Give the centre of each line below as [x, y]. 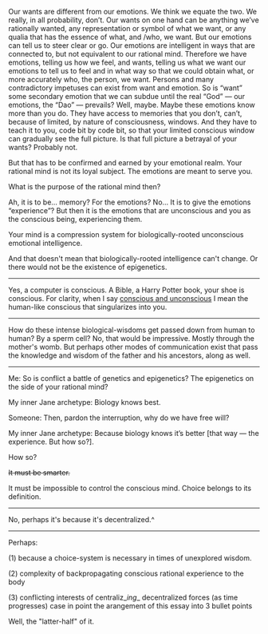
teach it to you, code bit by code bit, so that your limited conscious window [132, 130]
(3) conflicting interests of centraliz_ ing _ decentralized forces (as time [123, 597]
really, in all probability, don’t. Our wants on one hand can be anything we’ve [134, 20]
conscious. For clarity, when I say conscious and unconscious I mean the [128, 298]
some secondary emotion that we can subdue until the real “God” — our [127, 96]
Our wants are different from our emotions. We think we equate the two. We [133, 12]
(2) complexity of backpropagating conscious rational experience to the [126, 573]
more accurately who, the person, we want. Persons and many [111, 79]
